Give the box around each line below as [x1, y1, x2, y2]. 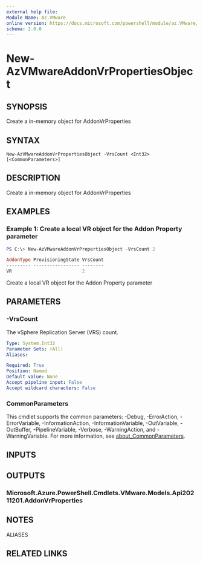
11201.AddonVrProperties [6, 496, 83, 504]
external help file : [6, 8, 59, 15]
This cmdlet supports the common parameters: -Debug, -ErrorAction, [6, 413, 179, 421]
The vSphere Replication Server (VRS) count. [6, 328, 119, 336]
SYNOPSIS [6, 101, 48, 112]
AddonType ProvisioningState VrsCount [6, 257, 104, 263]
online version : [6, 20, 47, 26]
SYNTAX [6, 135, 40, 145]
